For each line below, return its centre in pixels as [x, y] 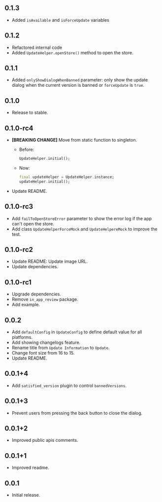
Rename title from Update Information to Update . [61, 348]
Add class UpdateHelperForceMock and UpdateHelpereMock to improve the [84, 229]
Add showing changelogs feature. [46, 342]
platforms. [22, 337]
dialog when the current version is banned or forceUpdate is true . [78, 85]
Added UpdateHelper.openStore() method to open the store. [72, 53]
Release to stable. [30, 112]
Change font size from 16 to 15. [43, 353]
